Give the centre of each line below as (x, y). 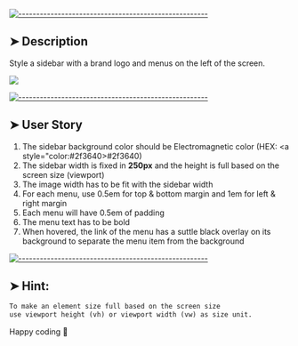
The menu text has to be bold (76, 221)
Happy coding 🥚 (39, 332)
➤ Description (49, 41)
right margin (44, 203)
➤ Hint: (29, 286)
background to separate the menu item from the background (133, 241)
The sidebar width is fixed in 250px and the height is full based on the (151, 165)
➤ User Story (46, 125)
